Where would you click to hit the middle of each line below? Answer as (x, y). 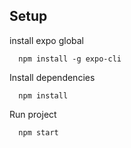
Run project (33, 114)
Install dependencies (52, 77)
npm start (38, 132)
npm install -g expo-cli (70, 59)
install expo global (47, 40)
